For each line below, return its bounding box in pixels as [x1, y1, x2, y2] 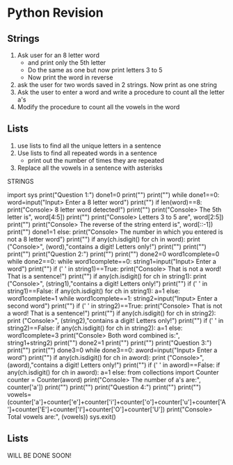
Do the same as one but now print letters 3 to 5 [27, 66, 163, 74]
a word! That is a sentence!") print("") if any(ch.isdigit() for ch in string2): [7, 308, 216, 317]
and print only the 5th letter [27, 58, 106, 67]
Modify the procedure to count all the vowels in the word [17, 103, 180, 111]
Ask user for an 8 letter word [17, 51, 99, 59]
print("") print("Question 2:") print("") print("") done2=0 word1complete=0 [7, 249, 220, 258]
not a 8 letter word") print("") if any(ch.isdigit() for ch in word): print [7, 235, 200, 243]
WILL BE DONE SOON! [7, 451, 72, 459]
